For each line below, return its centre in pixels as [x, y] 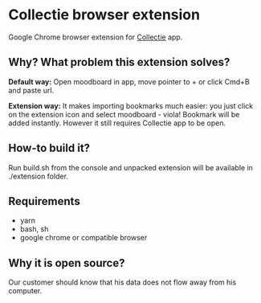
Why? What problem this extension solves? [119, 62]
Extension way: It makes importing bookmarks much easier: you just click [131, 105]
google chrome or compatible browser [84, 238]
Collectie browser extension [104, 15]
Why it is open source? [67, 263]
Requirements [44, 201]
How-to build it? [49, 148]
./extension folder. [38, 176]
